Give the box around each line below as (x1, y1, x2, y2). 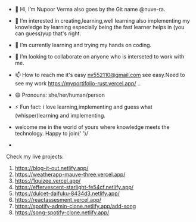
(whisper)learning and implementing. (14, 112, 106, 119)
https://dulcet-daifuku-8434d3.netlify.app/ (14, 190, 120, 197)
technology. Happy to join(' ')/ (14, 130, 88, 137)
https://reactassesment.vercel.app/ (14, 196, 102, 203)
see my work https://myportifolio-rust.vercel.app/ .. (14, 80, 141, 87)
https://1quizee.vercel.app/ (14, 177, 81, 184)
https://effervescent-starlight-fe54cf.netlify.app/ (14, 184, 134, 190)
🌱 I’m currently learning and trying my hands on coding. (14, 42, 152, 48)
